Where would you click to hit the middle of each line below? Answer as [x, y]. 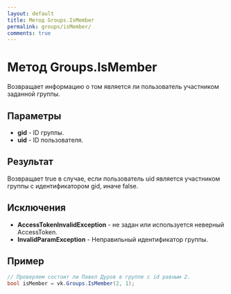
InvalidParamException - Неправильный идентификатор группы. [112, 239]
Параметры [34, 116]
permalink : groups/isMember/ [49, 26]
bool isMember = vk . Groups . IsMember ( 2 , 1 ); [71, 284]
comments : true [29, 33]
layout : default [31, 14]
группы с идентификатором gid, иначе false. [73, 186]
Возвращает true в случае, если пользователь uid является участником [114, 179]
